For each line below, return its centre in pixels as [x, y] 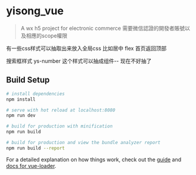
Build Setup [28, 80]
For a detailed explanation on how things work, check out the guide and [94, 160]
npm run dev [21, 115]
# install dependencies [36, 93]
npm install [21, 99]
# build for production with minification [59, 126]
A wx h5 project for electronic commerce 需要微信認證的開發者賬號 [103, 28]
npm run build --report [36, 148]
